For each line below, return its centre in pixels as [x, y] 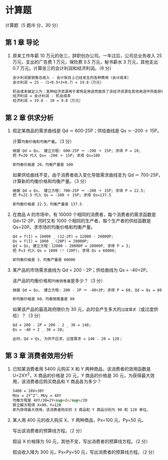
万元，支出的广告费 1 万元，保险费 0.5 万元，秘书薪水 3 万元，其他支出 [85, 62]
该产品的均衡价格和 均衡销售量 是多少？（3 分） [59, 280]
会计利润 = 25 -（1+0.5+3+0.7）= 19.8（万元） [58, 82]
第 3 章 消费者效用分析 [39, 356]
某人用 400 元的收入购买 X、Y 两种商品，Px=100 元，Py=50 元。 [79, 420]
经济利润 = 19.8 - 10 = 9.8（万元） [47, 101]
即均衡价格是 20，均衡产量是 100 [43, 164]
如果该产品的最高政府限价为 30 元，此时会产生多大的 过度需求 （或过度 [83, 309]
